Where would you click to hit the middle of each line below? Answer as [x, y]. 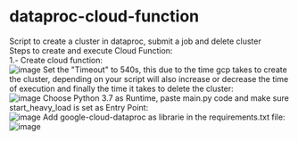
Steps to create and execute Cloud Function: [91, 50]
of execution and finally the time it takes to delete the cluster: [121, 88]
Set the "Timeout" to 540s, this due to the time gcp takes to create [165, 70]
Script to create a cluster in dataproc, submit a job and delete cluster [135, 41]
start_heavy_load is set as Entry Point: [79, 107]
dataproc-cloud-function [104, 17]
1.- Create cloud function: [56, 60]
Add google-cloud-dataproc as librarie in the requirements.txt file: [164, 117]
